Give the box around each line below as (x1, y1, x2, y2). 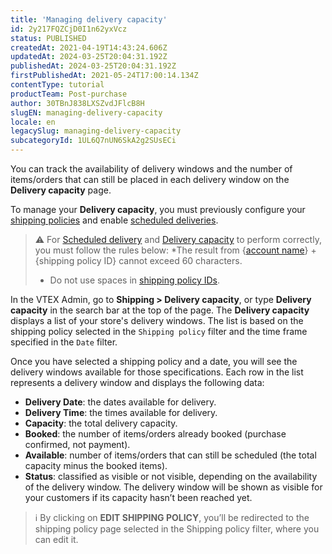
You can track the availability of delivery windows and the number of (10, 163, 293, 175)
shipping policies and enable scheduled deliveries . (10, 214, 219, 226)
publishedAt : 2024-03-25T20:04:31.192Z (10, 61, 177, 71)
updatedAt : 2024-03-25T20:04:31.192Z (10, 52, 168, 62)
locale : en (10, 117, 56, 127)
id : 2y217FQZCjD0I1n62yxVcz (10, 24, 128, 34)
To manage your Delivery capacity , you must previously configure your (10, 204, 306, 215)
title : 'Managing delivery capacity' (10, 14, 168, 25)
